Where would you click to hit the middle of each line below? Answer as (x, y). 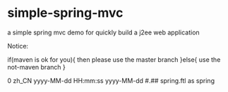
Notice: (18, 46)
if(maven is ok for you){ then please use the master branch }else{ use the (114, 59)
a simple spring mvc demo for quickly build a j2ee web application (103, 32)
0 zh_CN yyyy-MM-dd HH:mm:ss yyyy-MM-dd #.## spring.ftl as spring (111, 80)
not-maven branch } (36, 67)
